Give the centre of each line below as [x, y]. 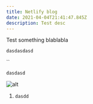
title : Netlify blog [32, 12]
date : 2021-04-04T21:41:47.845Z [46, 17]
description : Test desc [36, 23]
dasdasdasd [20, 51]
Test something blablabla [37, 40]
